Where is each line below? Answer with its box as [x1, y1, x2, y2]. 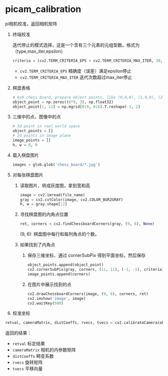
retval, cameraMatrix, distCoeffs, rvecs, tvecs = [5, 320, 113, 325]
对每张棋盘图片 [12, 172, 43, 178]
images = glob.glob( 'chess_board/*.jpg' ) [12, 162, 100, 167]
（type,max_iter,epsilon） [12, 48, 65, 54]
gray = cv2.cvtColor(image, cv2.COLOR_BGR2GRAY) [19, 197, 123, 202]
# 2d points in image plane [12, 133, 71, 138]
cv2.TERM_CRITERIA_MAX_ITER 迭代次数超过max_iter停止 [19, 74, 132, 80]
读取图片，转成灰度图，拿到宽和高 [19, 182, 90, 188]
